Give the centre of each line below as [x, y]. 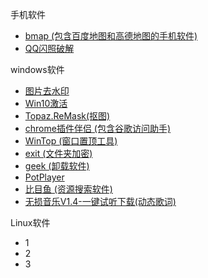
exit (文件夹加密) [58, 153]
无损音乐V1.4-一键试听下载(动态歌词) [100, 201]
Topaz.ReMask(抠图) [67, 116]
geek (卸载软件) [57, 166]
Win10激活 [46, 103]
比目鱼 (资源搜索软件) [68, 189]
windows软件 [37, 69]
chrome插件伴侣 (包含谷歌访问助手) [98, 128]
